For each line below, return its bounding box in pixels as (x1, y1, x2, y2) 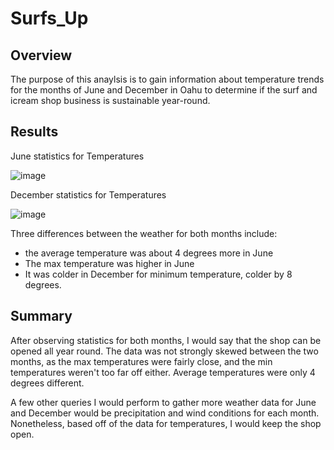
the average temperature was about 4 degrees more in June (24, 247, 274, 259)
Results (10, 123, 59, 141)
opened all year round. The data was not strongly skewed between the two (10, 345, 319, 357)
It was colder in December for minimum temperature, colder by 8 (24, 268, 293, 280)
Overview (10, 47, 73, 64)
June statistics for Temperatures (10, 150, 145, 162)
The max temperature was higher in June (24, 257, 195, 269)
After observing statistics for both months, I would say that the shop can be (10, 334, 322, 346)
